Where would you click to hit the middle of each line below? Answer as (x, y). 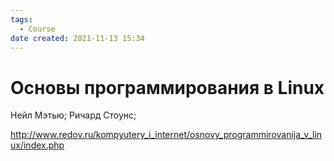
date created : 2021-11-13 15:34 (77, 38)
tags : (21, 19)
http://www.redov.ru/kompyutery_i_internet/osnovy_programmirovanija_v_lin (166, 135)
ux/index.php (37, 145)
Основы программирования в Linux (167, 87)
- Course (37, 29)
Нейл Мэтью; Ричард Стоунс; (73, 115)
